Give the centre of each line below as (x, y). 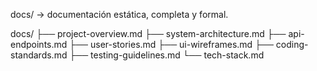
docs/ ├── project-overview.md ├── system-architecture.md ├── (148, 33)
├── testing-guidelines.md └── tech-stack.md (167, 55)
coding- (292, 44)
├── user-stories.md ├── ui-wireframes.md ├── (171, 44)
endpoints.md (39, 44)
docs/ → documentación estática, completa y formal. (119, 14)
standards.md (39, 55)
